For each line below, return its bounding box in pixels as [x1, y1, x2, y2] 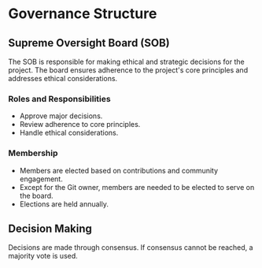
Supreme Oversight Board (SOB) [8, 36, 171, 50]
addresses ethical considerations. [8, 74, 118, 83]
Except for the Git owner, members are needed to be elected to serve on [19, 182, 255, 192]
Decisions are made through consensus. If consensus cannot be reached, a [8, 243, 253, 252]
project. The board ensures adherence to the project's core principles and [8, 65, 249, 75]
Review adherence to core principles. [19, 120, 141, 129]
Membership [8, 147, 58, 158]
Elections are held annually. [19, 199, 109, 209]
